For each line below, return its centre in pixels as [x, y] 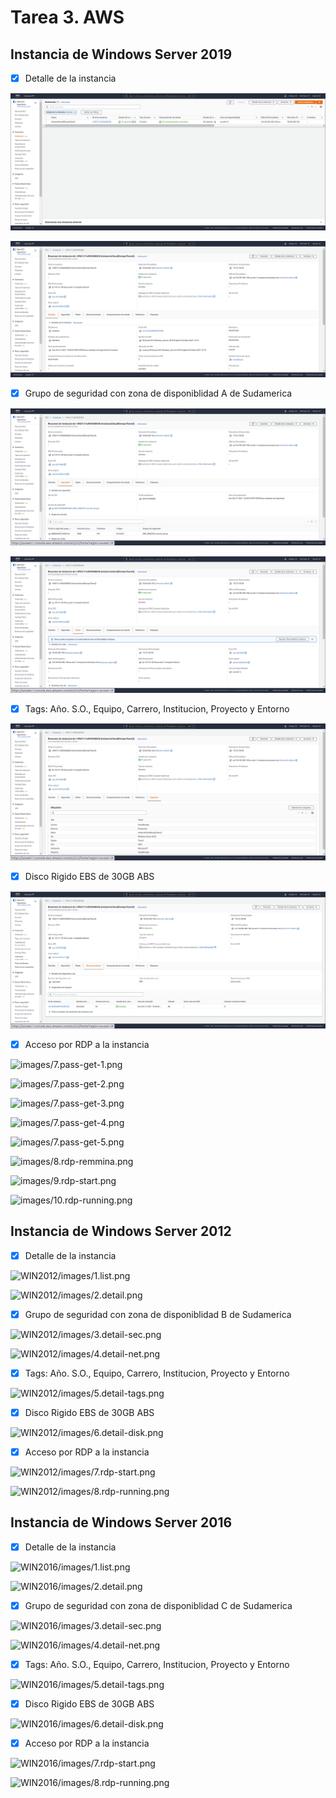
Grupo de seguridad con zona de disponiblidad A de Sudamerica [158, 393]
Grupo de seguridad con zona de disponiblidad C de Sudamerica [158, 1605]
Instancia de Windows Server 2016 [121, 1522]
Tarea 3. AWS [67, 17]
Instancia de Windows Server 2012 [121, 1231]
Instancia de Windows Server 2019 [121, 54]
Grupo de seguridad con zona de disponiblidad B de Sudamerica [158, 1314]
